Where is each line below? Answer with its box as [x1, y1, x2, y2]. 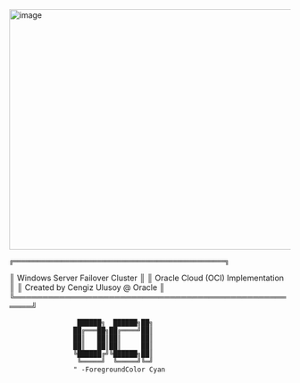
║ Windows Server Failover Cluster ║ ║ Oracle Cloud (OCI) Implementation [9, 272, 284, 283]
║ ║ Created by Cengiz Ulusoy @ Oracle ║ [9, 282, 165, 293]
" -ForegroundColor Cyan [72, 365, 166, 374]
